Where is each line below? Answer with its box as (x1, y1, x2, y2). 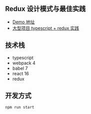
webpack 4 (12, 60, 36, 66)
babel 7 (12, 65, 28, 71)
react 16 (12, 70, 29, 76)
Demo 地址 (12, 19, 35, 25)
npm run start (5, 105, 35, 110)
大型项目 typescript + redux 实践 (12, 25, 80, 31)
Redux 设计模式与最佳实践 (5, 4, 86, 13)
